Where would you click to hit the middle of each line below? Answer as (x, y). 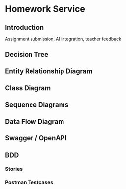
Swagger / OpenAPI (36, 138)
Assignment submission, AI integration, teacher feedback (63, 39)
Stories (14, 169)
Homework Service (45, 9)
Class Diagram (28, 88)
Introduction (25, 27)
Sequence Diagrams (37, 105)
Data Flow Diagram (35, 121)
